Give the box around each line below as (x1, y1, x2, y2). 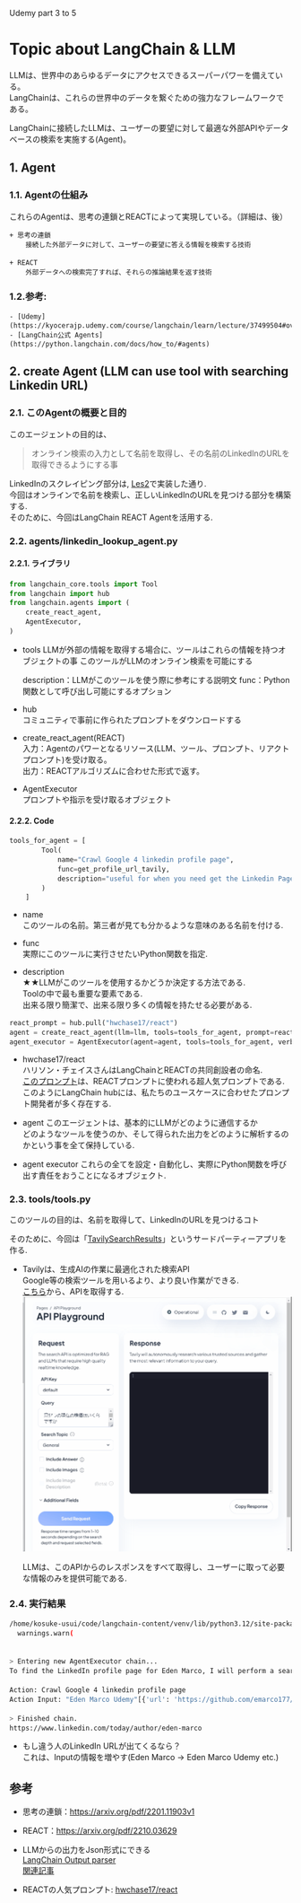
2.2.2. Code (9, 815, 55, 826)
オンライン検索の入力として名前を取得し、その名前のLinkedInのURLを (30, 448, 290, 459)
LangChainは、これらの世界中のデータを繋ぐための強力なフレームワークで (9, 92, 285, 102)
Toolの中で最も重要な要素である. (21, 988, 143, 999)
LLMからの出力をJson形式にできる (21, 1845, 151, 1855)
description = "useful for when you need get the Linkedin (56, 874, 275, 883)
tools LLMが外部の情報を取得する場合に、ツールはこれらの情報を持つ (21, 644, 279, 654)
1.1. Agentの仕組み (9, 189, 89, 201)
